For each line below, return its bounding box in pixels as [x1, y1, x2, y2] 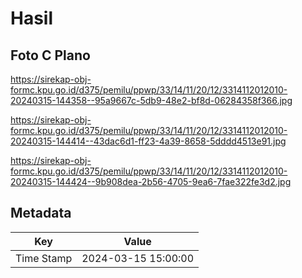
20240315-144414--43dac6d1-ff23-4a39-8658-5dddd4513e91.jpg [10, 135, 287, 147]
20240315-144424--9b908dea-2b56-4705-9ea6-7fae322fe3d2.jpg [10, 176, 292, 187]
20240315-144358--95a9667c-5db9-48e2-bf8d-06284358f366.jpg [10, 95, 293, 106]
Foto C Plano [10, 47, 91, 64]
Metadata [10, 205, 72, 222]
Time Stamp [15, 251, 73, 265]
